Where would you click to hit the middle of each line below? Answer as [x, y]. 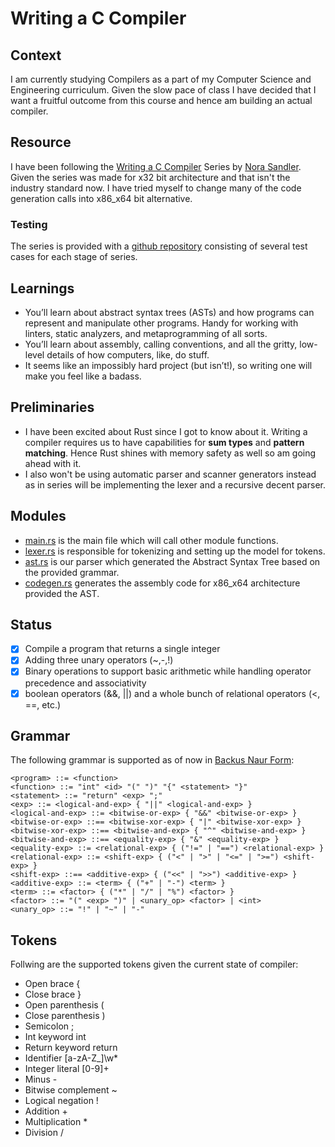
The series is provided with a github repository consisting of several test [159, 246]
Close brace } [53, 994]
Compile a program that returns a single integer [122, 649]
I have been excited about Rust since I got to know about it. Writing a [166, 431]
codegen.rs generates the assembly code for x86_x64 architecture [162, 583]
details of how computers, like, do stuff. [128, 354]
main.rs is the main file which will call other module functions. [151, 540]
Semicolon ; [49, 1026]
